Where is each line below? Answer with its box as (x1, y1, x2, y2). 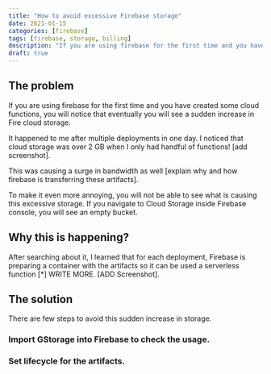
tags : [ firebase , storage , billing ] (8, 34, 131, 43)
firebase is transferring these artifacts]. (8, 174, 139, 184)
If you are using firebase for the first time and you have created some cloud (8, 100, 260, 110)
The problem (8, 79, 74, 93)
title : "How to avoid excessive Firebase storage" (8, 11, 182, 20)
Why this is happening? (8, 231, 129, 244)
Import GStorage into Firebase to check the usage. (8, 334, 211, 345)
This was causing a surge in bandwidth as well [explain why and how (8, 166, 238, 176)
